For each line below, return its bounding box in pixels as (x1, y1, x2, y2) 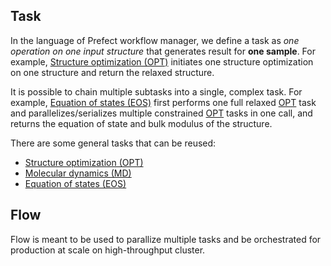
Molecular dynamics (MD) (24, 167, 132, 179)
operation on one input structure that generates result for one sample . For (10, 45, 316, 57)
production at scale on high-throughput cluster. (10, 244, 206, 256)
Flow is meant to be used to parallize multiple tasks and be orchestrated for (10, 233, 322, 245)
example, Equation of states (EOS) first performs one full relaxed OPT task (10, 96, 317, 108)
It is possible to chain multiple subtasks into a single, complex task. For (10, 85, 303, 98)
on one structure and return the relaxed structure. (10, 66, 215, 78)
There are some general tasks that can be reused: (10, 137, 217, 149)
